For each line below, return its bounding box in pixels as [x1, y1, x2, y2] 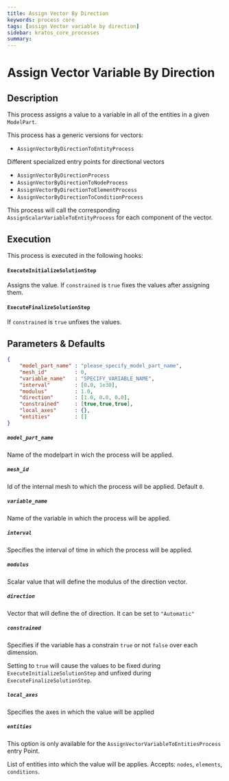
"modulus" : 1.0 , [19, 388, 94, 395]
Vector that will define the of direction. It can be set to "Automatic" [7, 609, 195, 617]
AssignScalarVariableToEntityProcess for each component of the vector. [7, 213, 213, 221]
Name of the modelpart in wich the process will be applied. [7, 450, 173, 459]
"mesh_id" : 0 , [19, 368, 88, 376]
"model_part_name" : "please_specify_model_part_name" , [19, 363, 183, 370]
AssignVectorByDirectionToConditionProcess [16, 194, 144, 201]
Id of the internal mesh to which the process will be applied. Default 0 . [7, 482, 204, 490]
